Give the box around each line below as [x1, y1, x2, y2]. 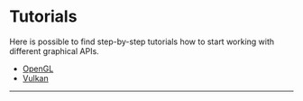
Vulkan [22, 72, 49, 83]
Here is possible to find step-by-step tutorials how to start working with [9, 36, 275, 47]
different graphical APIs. [9, 45, 99, 56]
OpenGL [22, 63, 54, 74]
